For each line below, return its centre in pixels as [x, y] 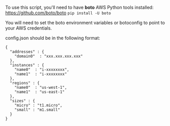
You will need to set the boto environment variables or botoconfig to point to [85, 23]
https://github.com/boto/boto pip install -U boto [58, 13]
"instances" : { [27, 65]
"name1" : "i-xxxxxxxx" [41, 74]
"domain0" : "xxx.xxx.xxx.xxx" [49, 56]
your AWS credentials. [29, 28]
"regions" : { [25, 83]
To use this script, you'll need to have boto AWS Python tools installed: [79, 7]
